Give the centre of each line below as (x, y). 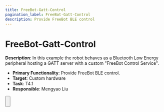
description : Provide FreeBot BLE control (50, 19)
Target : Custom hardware (39, 78)
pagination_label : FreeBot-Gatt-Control (48, 15)
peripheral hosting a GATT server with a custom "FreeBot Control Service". (82, 63)
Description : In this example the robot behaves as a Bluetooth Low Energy (82, 58)
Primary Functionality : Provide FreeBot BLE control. (66, 73)
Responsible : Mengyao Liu (40, 89)
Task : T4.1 (23, 84)
